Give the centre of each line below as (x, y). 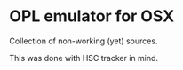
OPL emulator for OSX (92, 16)
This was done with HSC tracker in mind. (84, 58)
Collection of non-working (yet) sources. (84, 41)
